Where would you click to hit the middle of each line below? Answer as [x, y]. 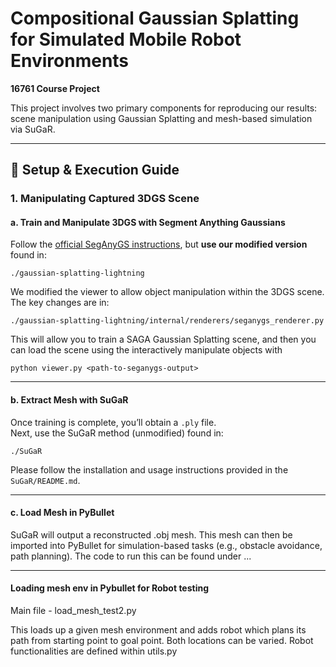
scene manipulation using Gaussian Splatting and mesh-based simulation [161, 118]
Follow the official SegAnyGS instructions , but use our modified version [159, 244]
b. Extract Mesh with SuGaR [69, 400]
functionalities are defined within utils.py [94, 651]
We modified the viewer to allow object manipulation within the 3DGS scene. [167, 292]
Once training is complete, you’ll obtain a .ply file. [113, 422]
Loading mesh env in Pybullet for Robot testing [110, 588]
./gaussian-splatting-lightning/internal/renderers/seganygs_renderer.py [167, 321]
